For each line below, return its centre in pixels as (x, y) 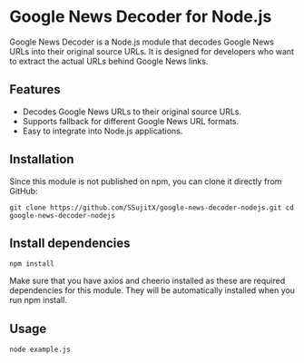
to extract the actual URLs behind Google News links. (109, 61)
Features (35, 89)
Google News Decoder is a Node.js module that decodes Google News (142, 42)
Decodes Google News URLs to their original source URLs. (132, 112)
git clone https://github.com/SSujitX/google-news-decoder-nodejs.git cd (152, 207)
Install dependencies (70, 243)
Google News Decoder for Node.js (141, 17)
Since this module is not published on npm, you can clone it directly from (146, 181)
